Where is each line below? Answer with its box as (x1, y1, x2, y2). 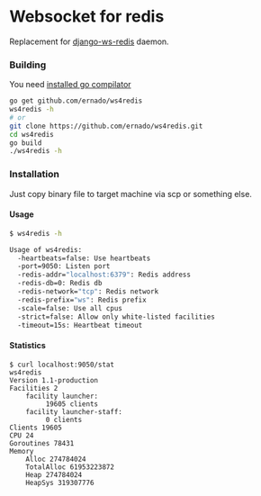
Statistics (9, 340, 47, 351)
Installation (9, 168, 60, 181)
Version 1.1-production (9, 375, 99, 384)
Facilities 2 (9, 383, 58, 392)
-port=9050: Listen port (17, 262, 111, 271)
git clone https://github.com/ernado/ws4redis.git (9, 122, 203, 131)
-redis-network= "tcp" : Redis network (17, 287, 159, 296)
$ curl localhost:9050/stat (9, 360, 115, 369)
